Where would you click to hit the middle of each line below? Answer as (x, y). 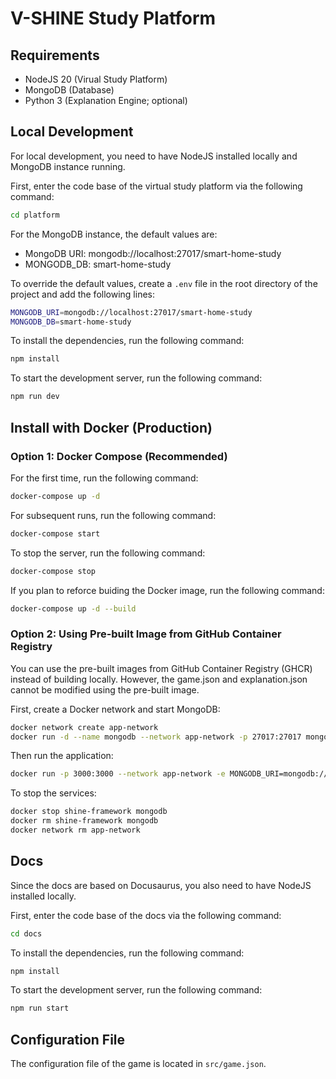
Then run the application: (62, 756)
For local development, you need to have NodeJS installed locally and (154, 156)
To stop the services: (53, 793)
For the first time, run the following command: (104, 478)
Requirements (55, 55)
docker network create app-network (84, 727)
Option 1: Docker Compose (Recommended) (119, 456)
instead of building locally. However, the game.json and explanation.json (159, 679)
